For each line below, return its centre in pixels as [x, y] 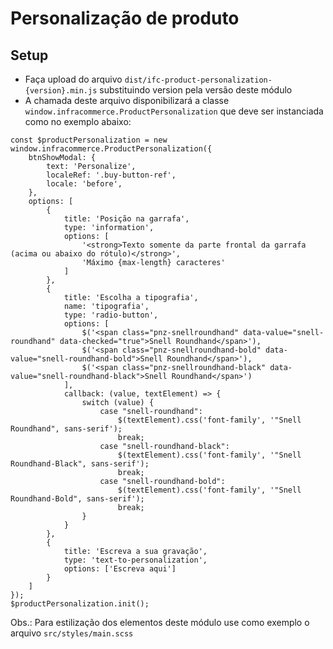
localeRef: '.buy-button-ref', [111, 175]
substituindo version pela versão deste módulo [196, 90]
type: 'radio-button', [111, 315]
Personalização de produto [125, 18]
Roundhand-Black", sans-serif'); [80, 464]
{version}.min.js [61, 91]
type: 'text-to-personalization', [135, 560]
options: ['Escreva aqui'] [120, 569]
